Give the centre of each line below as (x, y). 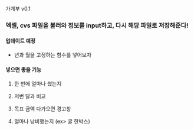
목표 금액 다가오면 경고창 (42, 109)
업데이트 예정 (21, 41)
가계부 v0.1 (18, 9)
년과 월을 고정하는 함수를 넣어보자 (53, 55)
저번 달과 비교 (30, 96)
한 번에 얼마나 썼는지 (38, 84)
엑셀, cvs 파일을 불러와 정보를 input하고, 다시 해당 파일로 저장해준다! (97, 25)
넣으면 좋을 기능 (24, 69)
